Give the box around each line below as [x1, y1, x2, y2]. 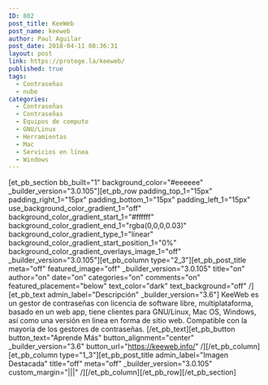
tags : [8, 72, 27, 80]
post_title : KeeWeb [8, 19, 75, 28]
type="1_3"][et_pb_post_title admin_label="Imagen [59, 350, 229, 360]
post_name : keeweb [8, 27, 71, 35]
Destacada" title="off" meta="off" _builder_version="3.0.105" [8, 359, 213, 369]
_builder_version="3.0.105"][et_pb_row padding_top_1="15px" [8, 186, 213, 196]
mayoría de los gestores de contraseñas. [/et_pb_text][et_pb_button [8, 324, 236, 334]
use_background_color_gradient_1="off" [8, 204, 142, 214]
